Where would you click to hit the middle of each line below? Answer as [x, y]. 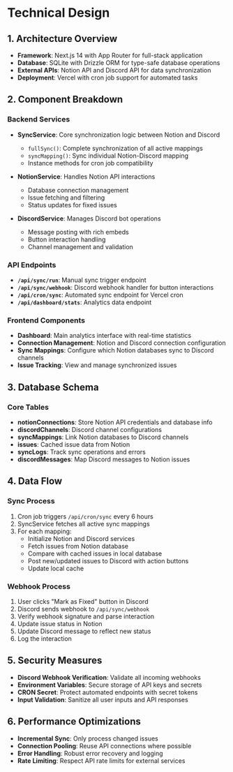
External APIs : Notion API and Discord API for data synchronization [114, 70]
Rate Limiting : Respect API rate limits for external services [101, 760]
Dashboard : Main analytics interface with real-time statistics [104, 336]
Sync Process [31, 501]
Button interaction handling [67, 239]
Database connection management [78, 190]
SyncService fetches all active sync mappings [83, 524]
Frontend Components [46, 320]
